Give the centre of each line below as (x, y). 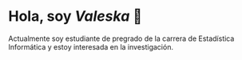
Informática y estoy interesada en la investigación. (91, 46)
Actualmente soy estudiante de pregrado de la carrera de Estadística (121, 38)
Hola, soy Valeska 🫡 (75, 16)
